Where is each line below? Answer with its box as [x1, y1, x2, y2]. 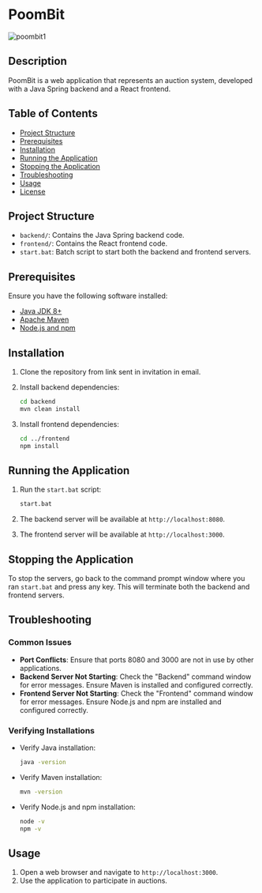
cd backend [19, 398, 56, 405]
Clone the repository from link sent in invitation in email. [19, 367, 201, 376]
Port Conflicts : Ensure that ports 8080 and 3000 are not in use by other [19, 654, 254, 665]
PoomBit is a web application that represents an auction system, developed [8, 75, 253, 85]
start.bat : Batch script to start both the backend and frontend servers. [19, 247, 251, 257]
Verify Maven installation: [19, 772, 103, 782]
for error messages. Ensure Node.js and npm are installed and [19, 697, 222, 706]
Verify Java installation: [19, 743, 96, 752]
